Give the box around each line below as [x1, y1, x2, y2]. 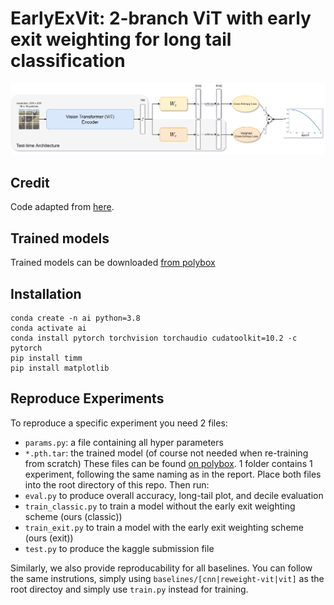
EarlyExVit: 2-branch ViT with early [10, 7, 312, 30]
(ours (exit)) [24, 532, 74, 544]
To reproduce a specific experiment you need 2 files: [10, 417, 228, 429]
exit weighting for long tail [10, 28, 232, 51]
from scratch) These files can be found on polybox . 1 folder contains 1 [24, 457, 313, 469]
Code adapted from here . [10, 201, 115, 213]
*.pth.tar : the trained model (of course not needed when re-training [24, 447, 309, 459]
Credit [10, 175, 50, 191]
